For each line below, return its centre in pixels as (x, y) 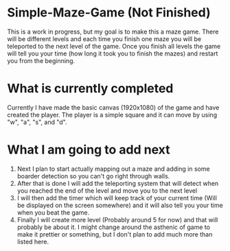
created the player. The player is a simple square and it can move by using (112, 115)
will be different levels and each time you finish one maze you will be (104, 38)
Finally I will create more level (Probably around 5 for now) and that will (117, 219)
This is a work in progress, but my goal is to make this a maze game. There (113, 32)
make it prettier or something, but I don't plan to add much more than (115, 234)
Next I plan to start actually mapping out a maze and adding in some (114, 169)
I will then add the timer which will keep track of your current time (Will (117, 198)
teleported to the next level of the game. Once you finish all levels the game (114, 46)
